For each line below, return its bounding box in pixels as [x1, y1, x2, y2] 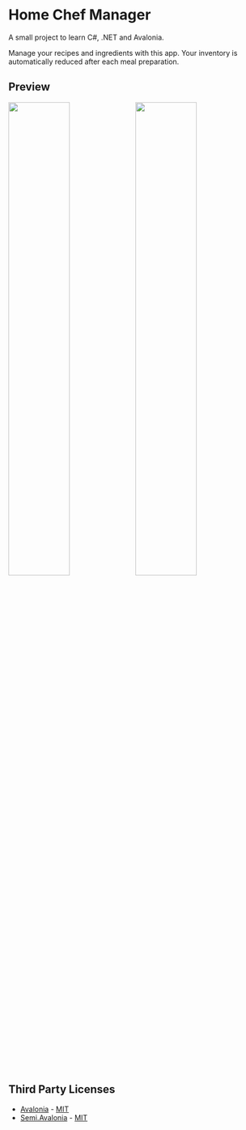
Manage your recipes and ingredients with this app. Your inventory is [8, 48, 238, 57]
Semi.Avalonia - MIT [19, 1112, 88, 1122]
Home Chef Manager [8, 6, 151, 24]
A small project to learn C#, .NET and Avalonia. [8, 32, 164, 42]
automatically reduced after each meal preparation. [8, 57, 180, 66]
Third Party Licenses [8, 1082, 116, 1097]
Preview [8, 80, 51, 94]
